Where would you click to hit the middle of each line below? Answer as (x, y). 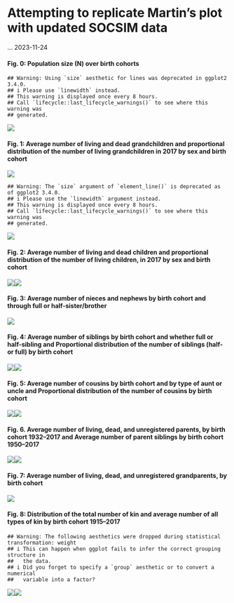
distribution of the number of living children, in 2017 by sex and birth (109, 259)
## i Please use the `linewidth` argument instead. (84, 199)
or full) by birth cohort (40, 352)
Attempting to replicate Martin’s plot (115, 13)
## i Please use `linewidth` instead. (64, 91)
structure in (26, 555)
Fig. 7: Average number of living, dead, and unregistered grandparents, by (117, 475)
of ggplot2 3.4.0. (34, 193)
